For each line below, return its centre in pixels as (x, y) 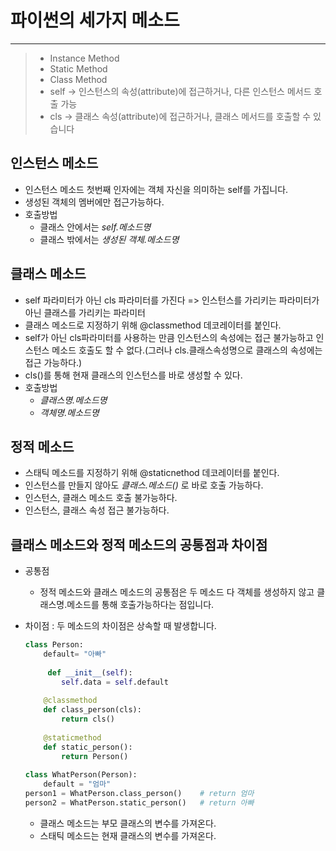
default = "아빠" (75, 654)
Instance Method (84, 58)
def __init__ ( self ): (90, 672)
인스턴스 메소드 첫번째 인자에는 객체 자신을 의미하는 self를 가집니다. (156, 189)
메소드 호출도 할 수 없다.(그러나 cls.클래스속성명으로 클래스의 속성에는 (187, 350)
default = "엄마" (77, 784)
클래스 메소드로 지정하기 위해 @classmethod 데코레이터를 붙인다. (153, 325)
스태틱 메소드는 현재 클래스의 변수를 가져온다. (128, 835)
